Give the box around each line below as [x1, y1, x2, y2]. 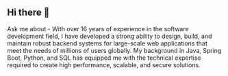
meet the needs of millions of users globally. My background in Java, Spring [7, 46, 222, 54]
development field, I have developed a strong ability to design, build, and [7, 32, 212, 40]
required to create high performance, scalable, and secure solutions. [7, 60, 201, 69]
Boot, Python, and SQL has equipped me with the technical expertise [7, 54, 201, 62]
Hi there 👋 [7, 7, 50, 18]
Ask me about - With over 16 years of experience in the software [7, 24, 190, 33]
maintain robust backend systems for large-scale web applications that [7, 39, 207, 47]
